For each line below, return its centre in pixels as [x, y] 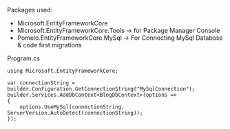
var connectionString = [41, 83]
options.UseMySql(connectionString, [72, 107]
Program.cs [23, 58]
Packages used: [30, 10]
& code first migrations [49, 45]
